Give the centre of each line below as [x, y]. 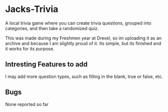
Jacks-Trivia [32, 9]
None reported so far [27, 104]
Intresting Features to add [46, 64]
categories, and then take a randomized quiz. [52, 28]
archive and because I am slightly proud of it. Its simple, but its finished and [83, 43]
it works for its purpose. [30, 48]
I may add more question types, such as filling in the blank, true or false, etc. [84, 76]
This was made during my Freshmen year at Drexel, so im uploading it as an [83, 38]
